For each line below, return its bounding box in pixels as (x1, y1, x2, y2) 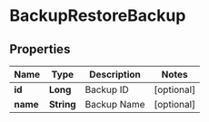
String (48, 99, 76, 110)
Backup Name (85, 99, 145, 110)
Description (89, 69, 141, 80)
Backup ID (85, 83, 129, 96)
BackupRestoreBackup (9, 5, 186, 26)
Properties (9, 42, 71, 57)
